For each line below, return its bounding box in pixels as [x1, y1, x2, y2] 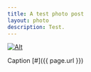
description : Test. [7, 23, 65, 30]
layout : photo [7, 17, 50, 24]
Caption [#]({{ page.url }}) [7, 56, 84, 65]
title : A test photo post [7, 10, 84, 18]
